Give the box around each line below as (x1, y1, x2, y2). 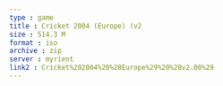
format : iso (9, 38, 58, 47)
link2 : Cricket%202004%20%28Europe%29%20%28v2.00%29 (9, 64, 215, 73)
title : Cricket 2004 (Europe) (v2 (9, 21, 142, 30)
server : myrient (9, 55, 74, 64)
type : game (9, 13, 54, 22)
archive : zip (9, 47, 63, 56)
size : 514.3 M (9, 30, 66, 39)
